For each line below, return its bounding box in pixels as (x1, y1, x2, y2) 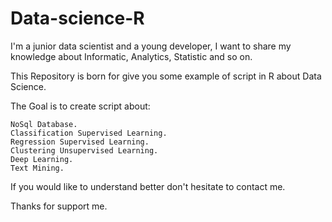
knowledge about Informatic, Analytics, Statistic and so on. (10, 50, 253, 62)
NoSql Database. (10, 119, 78, 129)
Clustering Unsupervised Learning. (10, 145, 159, 156)
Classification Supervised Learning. (10, 128, 168, 138)
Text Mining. (10, 163, 65, 173)
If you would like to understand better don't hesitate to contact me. (10, 180, 286, 192)
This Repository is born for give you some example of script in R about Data (10, 70, 322, 82)
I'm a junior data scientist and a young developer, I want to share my (10, 40, 292, 52)
